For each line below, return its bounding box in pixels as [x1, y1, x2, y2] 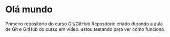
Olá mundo [5, 4, 53, 15]
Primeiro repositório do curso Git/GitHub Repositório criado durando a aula [5, 21, 163, 27]
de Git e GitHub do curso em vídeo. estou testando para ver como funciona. [5, 26, 165, 32]
